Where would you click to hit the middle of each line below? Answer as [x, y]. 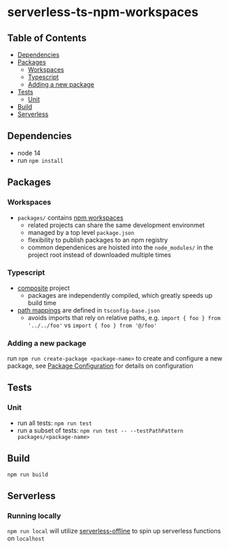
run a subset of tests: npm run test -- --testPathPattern [100, 430]
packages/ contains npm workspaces [70, 217]
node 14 [29, 153]
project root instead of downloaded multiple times [99, 254]
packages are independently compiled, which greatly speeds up [120, 295]
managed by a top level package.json [81, 232]
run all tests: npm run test [54, 423]
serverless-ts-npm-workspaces [103, 12]
